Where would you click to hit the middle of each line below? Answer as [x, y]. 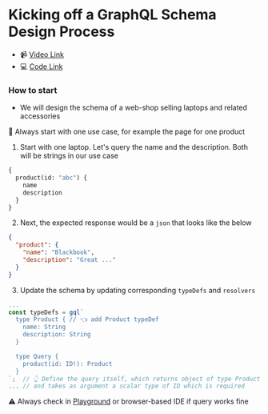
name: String [44, 327]
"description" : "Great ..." [69, 260]
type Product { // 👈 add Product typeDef [87, 320]
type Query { [37, 356]
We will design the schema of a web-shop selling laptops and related [134, 108]
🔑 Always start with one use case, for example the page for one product [127, 132]
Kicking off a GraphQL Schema [113, 15]
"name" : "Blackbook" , [58, 253]
